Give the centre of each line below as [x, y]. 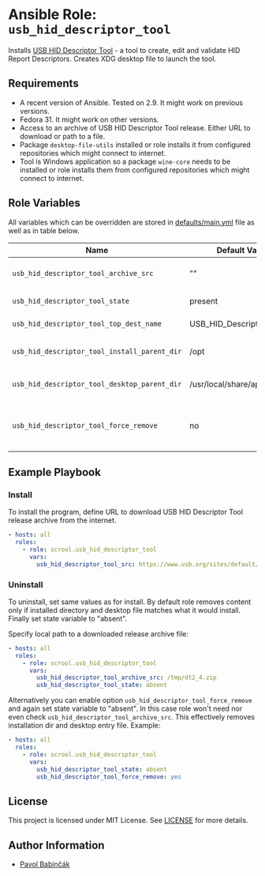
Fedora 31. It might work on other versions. [89, 119]
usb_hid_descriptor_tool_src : [86, 564]
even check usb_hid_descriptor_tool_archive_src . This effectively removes [131, 717]
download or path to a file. [62, 136]
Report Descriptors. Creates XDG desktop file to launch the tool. [112, 59]
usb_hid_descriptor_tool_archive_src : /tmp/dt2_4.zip [127, 678]
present [203, 300]
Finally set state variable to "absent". [68, 618]
